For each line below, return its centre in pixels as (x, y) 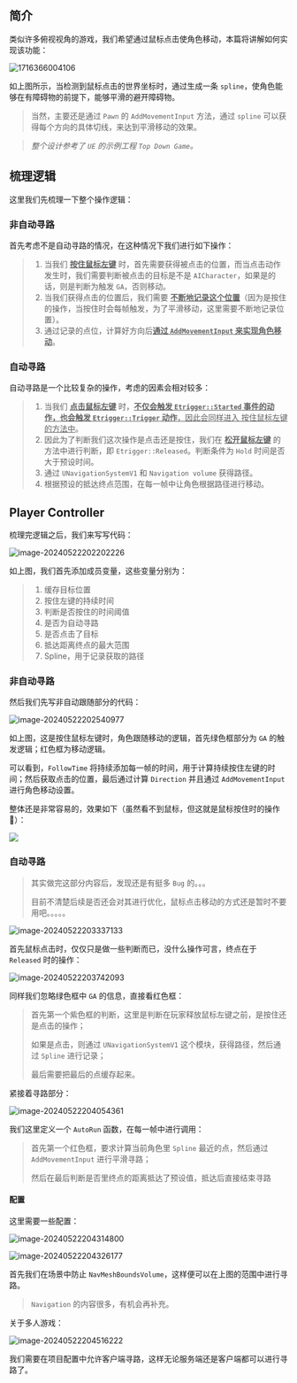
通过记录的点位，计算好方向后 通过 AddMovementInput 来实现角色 (159, 330)
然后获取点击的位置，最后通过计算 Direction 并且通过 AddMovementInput (155, 779)
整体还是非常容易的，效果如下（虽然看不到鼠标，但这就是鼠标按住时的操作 (145, 809)
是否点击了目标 (71, 634)
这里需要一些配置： (44, 1221)
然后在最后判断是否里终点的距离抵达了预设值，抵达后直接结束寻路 (151, 1178)
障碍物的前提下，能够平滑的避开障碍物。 (106, 97)
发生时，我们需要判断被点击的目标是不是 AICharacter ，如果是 (156, 275)
